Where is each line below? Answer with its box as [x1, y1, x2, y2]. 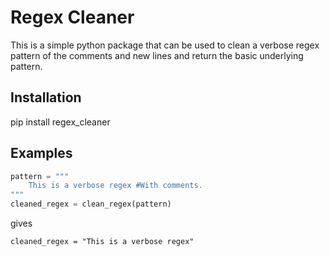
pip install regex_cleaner [10, 116, 111, 128]
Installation [10, 89, 82, 106]
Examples [10, 145, 73, 162]
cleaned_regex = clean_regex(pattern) [10, 199, 172, 210]
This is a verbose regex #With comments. [28, 181, 203, 191]
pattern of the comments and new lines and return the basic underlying [10, 49, 304, 61]
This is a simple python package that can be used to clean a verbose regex [10, 39, 320, 51]
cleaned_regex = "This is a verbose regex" [10, 237, 195, 247]
